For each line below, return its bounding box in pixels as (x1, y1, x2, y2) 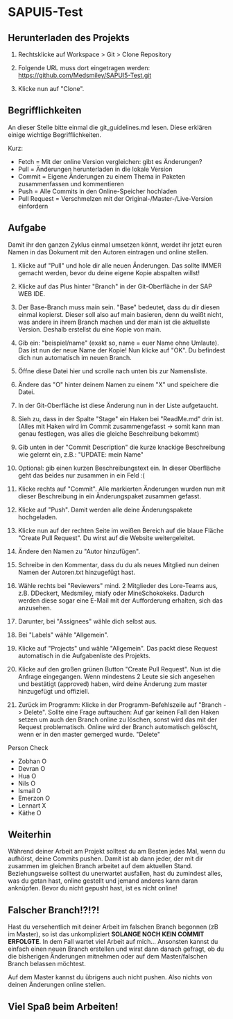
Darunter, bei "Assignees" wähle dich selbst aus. (17, 617, 157, 626)
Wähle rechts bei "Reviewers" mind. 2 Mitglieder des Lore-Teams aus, (17, 581, 218, 589)
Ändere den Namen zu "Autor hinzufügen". (17, 547, 141, 555)
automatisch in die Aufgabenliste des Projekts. (17, 651, 151, 660)
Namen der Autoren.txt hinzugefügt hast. (17, 568, 136, 576)
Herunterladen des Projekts (8, 32, 130, 44)
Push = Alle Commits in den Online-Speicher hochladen (17, 187, 178, 195)
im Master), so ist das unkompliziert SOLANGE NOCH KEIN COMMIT (8, 930, 205, 938)
